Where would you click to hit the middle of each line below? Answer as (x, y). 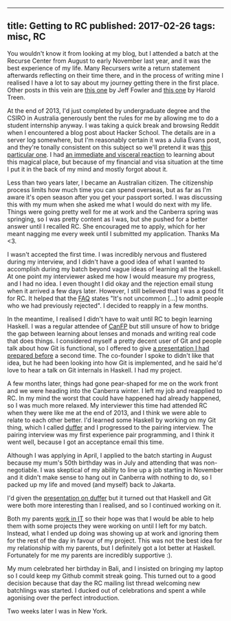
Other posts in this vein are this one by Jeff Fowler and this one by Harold (111, 90)
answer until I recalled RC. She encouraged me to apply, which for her (106, 226)
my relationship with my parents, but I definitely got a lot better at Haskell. (111, 547)
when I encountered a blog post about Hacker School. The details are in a (111, 132)
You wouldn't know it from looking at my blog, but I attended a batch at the (113, 53)
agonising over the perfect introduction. (63, 598)
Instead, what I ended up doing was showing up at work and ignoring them (113, 533)
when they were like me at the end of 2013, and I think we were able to (107, 412)
